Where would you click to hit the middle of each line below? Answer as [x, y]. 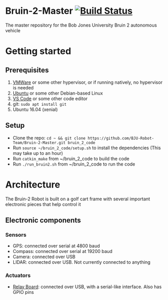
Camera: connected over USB [44, 257]
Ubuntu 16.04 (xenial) [35, 109]
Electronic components [43, 221]
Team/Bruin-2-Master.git [39, 143]
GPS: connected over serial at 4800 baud [56, 246]
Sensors [16, 235]
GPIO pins [23, 292]
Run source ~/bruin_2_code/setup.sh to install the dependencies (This [87, 148]
